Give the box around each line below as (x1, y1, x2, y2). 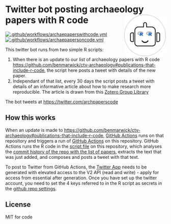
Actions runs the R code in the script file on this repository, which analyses (5, 143, 162, 149)
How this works (5, 114, 56, 122)
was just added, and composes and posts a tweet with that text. (5, 154, 139, 160)
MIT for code (5, 214, 33, 220)
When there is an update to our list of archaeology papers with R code (12, 56, 160, 62)
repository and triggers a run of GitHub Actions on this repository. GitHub (5, 137, 159, 144)
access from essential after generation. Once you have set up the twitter (5, 175, 157, 181)
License (5, 200, 31, 209)
